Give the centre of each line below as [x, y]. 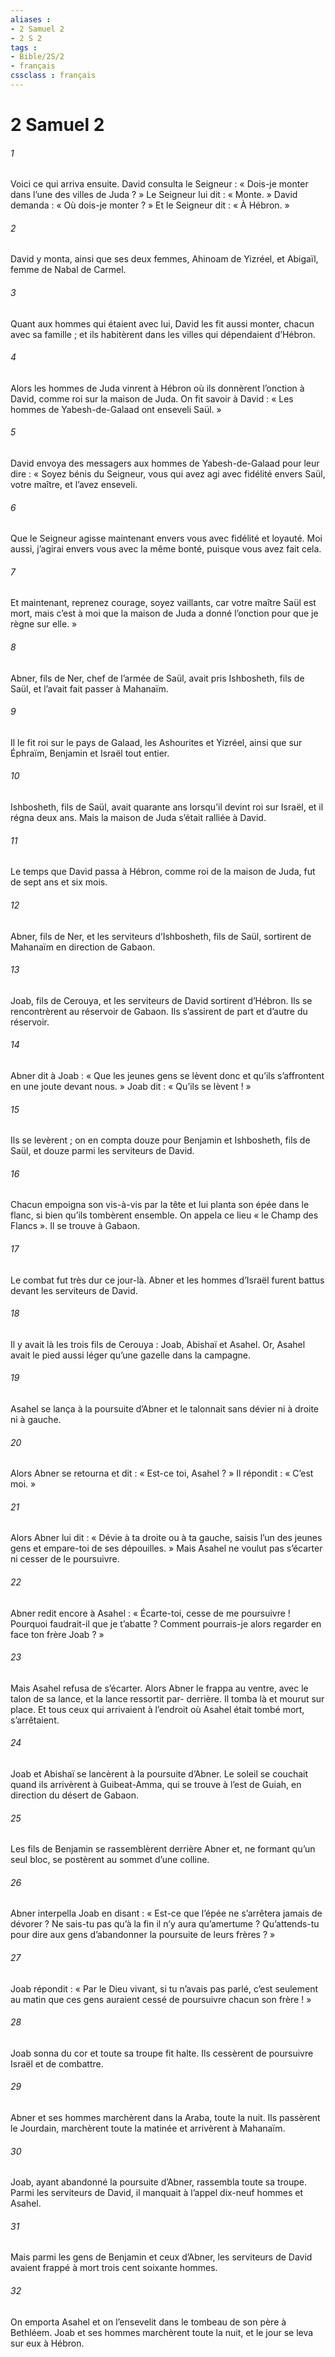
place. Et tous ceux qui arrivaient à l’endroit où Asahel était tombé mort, [157, 1709]
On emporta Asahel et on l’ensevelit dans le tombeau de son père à [148, 2322]
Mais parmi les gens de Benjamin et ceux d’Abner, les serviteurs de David [161, 2257]
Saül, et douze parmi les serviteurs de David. [102, 1151]
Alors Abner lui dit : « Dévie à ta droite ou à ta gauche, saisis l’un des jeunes [166, 1538]
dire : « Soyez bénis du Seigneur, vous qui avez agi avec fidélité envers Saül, [168, 474]
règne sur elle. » [44, 624]
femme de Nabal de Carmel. [68, 270]
